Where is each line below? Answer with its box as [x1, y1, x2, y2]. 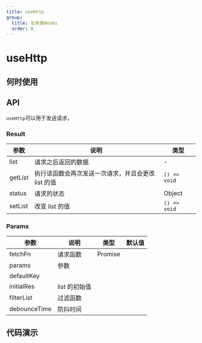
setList [9, 202, 28, 210]
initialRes [9, 282, 35, 291]
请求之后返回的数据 [34, 157, 89, 166]
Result [6, 130, 26, 138]
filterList [9, 294, 33, 302]
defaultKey [9, 272, 40, 280]
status [9, 189, 27, 197]
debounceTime [9, 305, 52, 313]
